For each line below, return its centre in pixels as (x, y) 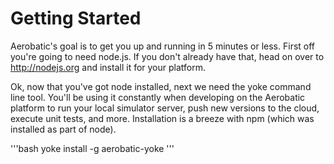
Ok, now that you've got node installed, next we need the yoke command (161, 86)
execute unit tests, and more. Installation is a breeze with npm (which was (162, 118)
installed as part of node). (63, 129)
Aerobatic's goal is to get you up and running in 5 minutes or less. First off (163, 46)
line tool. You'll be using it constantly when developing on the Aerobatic (158, 97)
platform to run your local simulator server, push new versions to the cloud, (165, 108)
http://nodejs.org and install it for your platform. (108, 67)
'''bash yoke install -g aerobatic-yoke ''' (92, 148)
